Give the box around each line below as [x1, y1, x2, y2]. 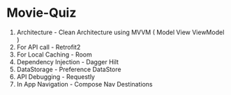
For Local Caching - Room [16, 50, 92, 59]
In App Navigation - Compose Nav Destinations [16, 80, 153, 88]
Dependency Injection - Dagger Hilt [16, 57, 119, 66]
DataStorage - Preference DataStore [16, 65, 121, 73]
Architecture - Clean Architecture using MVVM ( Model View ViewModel [16, 28, 225, 36]
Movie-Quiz [6, 5, 77, 21]
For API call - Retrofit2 [16, 43, 81, 51]
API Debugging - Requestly [16, 72, 96, 81]
